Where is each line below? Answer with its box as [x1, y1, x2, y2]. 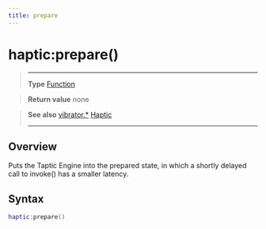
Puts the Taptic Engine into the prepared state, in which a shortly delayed [8, 161, 247, 171]
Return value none [27, 94, 89, 103]
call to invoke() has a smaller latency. [8, 169, 129, 178]
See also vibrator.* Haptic [27, 110, 112, 119]
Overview [8, 140, 58, 153]
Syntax [8, 192, 44, 205]
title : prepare [8, 11, 59, 20]
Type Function [27, 79, 75, 88]
